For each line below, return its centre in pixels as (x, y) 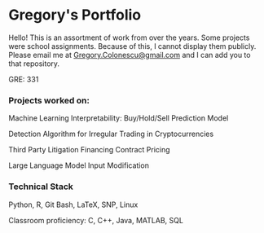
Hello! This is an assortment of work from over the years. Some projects (129, 37)
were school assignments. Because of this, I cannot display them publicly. (132, 46)
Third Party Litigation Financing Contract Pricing (89, 150)
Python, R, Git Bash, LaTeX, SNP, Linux (73, 204)
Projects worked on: (49, 100)
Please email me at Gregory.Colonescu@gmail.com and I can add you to (130, 55)
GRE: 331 (24, 79)
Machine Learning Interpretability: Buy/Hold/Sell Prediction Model (119, 118)
